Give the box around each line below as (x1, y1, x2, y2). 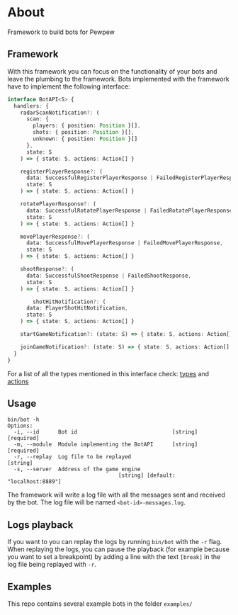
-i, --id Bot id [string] (13, 429, 198, 436)
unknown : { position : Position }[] (33, 135, 138, 142)
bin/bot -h (7, 416, 40, 424)
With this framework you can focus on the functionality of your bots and (7, 67, 217, 75)
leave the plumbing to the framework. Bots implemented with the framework (7, 74, 229, 83)
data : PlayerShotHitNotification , (25, 305, 129, 312)
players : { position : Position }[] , (33, 122, 141, 130)
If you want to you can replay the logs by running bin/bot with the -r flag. (7, 538, 222, 546)
